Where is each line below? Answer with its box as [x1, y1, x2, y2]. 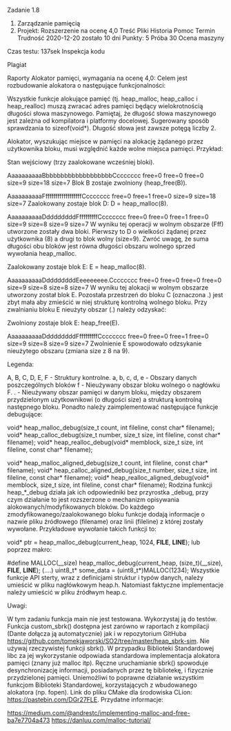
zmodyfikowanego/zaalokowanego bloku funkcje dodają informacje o [7, 510, 205, 518]
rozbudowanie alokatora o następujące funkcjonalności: [7, 81, 166, 89]
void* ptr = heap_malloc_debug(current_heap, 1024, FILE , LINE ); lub [7, 538, 201, 546]
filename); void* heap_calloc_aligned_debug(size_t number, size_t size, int [7, 466, 217, 474]
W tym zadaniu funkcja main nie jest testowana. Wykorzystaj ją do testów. [7, 615, 217, 623]
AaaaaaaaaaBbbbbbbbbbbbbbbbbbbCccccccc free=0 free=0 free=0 [7, 172, 204, 179]
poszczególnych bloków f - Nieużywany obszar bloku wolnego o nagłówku [7, 381, 221, 389]
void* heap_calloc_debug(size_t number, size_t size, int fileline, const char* [7, 431, 221, 439]
